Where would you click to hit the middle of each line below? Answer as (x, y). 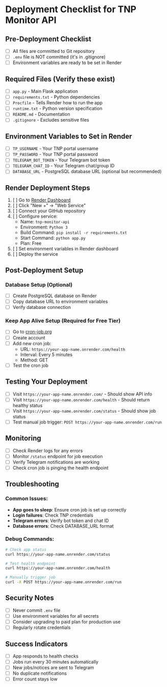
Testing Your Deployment (47, 382)
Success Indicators (36, 644)
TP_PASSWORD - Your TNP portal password (55, 154)
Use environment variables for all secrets (56, 616)
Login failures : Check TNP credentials (53, 515)
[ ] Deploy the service (35, 254)
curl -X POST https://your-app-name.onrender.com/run (64, 582)
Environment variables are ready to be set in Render (67, 63)
